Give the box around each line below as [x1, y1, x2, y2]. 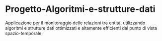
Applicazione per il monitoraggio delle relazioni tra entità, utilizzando [5, 20, 146, 26]
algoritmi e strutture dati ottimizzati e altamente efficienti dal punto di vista [5, 25, 158, 31]
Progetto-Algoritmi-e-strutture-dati [5, 3, 156, 15]
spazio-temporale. [5, 30, 43, 36]
